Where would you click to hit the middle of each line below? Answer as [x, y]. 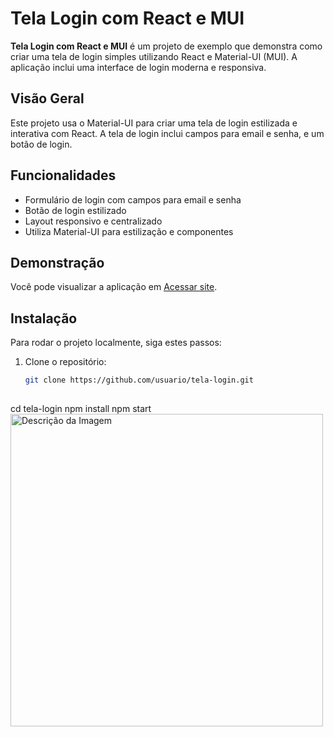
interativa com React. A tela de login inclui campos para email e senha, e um [167, 133]
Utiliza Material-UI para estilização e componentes [129, 231]
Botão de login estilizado [75, 210]
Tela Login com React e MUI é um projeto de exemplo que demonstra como [166, 46]
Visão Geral [47, 98]
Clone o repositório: [65, 362]
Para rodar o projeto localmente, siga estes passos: [116, 343]
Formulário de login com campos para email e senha [133, 199]
